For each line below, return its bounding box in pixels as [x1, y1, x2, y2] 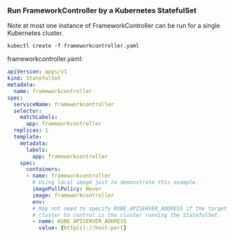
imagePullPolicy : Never [32, 185, 102, 192]
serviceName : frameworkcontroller [13, 101, 114, 108]
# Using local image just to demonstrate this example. [32, 179, 199, 186]
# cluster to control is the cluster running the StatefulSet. [32, 211, 221, 218]
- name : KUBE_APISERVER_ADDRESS [32, 218, 128, 225]
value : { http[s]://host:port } [38, 225, 128, 232]
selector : [13, 107, 42, 114]
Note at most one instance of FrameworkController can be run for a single [7, 22, 221, 30]
